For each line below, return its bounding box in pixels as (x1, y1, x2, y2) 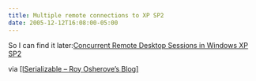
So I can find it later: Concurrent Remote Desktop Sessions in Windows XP (8, 40, 249, 50)
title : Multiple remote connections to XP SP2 (8, 11, 164, 20)
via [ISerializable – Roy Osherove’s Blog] (8, 64, 139, 73)
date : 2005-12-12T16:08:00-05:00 (8, 19, 119, 27)
